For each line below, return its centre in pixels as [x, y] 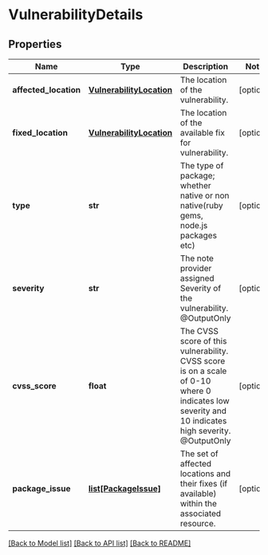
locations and [205, 474]
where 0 [195, 391]
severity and [203, 411]
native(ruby [201, 205]
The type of [202, 165]
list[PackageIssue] [124, 488]
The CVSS [199, 331]
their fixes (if [204, 484]
